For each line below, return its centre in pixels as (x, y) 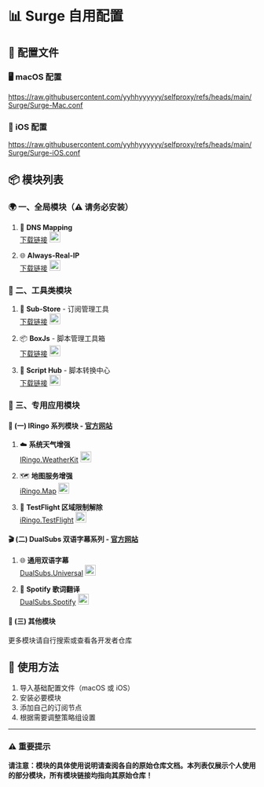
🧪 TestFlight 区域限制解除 (61, 507)
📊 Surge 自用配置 (66, 16)
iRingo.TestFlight (46, 520)
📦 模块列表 (36, 179)
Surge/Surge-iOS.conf (44, 153)
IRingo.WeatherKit (49, 459)
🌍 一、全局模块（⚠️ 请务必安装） (71, 207)
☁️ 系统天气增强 (45, 445)
